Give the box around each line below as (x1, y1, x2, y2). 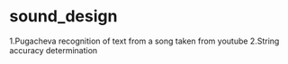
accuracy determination (9, 44, 98, 55)
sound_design (9, 6, 118, 27)
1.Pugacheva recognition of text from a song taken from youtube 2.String (9, 36, 280, 46)
